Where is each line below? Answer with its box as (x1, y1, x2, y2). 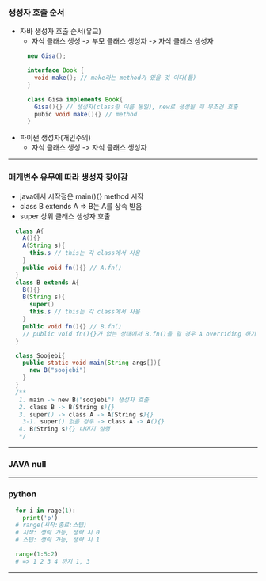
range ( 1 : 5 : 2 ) (15, 550, 59, 559)
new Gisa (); (27, 52, 66, 60)
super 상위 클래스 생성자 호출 (19, 211, 111, 221)
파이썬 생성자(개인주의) (19, 133, 91, 142)
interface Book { (27, 66, 85, 74)
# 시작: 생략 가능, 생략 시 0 (15, 529, 101, 537)
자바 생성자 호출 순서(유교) (19, 26, 101, 36)
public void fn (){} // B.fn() (22, 322, 123, 330)
